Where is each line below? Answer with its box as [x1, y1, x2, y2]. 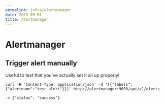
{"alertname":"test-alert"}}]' [5, 87, 72, 92]
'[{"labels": [105, 82, 133, 87]
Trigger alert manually [5, 59, 77, 67]
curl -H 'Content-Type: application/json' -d [5, 82, 103, 87]
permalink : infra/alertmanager [5, 7, 72, 13]
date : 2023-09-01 [5, 12, 42, 17]
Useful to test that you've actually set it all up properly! [5, 72, 120, 79]
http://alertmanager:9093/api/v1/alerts [73, 87, 160, 92]
